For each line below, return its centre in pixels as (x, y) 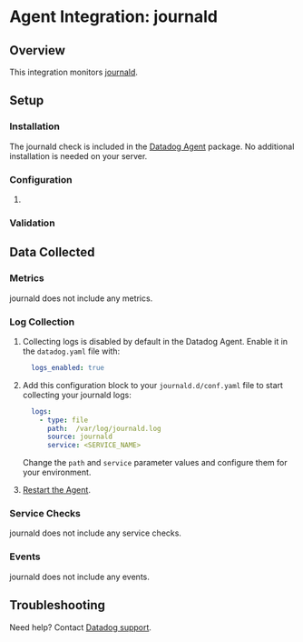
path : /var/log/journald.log (104, 428)
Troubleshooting (58, 605)
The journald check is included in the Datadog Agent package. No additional (152, 146)
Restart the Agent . (56, 490)
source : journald (80, 437)
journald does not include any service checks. (95, 533)
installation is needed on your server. (78, 155)
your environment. (57, 472)
